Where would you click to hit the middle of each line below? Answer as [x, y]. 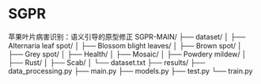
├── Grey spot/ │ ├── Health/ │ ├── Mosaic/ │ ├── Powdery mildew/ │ [127, 54]
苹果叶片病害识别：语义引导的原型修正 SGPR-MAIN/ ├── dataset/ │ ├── [127, 36]
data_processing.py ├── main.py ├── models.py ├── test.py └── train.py [130, 71]
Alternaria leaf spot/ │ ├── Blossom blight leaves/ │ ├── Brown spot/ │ [125, 45]
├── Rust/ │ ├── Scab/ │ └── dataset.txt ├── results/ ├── [107, 62]
